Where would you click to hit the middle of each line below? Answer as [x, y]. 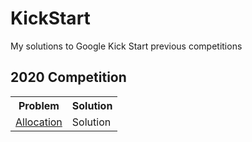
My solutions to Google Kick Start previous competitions [126, 46]
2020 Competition [68, 77]
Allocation [39, 122]
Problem [39, 105]
